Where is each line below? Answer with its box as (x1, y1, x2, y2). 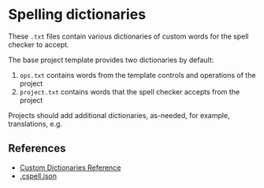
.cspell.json (19, 171, 58, 180)
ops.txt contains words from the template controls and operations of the (19, 70, 256, 79)
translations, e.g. (8, 119, 63, 128)
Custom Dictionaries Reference (19, 163, 121, 172)
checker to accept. (8, 39, 69, 49)
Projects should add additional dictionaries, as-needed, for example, (8, 110, 230, 120)
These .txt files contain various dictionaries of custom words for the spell (8, 31, 249, 41)
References (8, 142, 66, 155)
